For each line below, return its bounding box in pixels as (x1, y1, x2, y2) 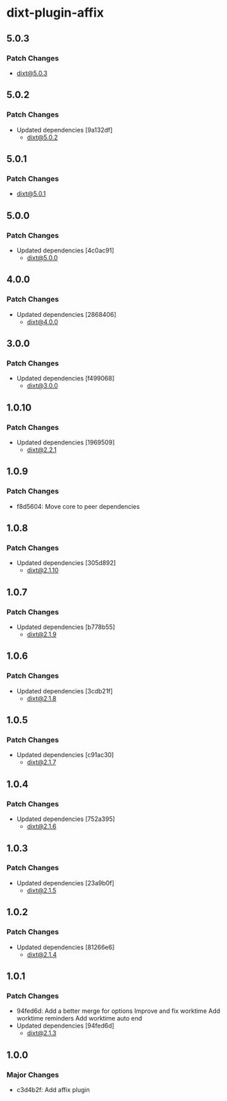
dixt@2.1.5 (26, 886, 57, 894)
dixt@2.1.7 (26, 758, 57, 767)
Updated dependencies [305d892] (16, 559, 116, 567)
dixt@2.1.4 (26, 950, 57, 958)
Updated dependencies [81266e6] (16, 943, 115, 951)
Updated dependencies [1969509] (16, 438, 115, 447)
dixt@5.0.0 (26, 253, 58, 261)
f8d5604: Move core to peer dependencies (16, 502, 140, 510)
